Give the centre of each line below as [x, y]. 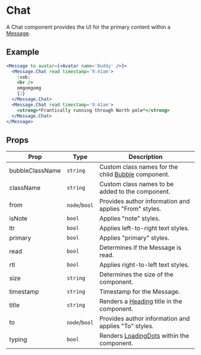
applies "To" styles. [127, 326]
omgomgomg [29, 88]
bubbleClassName [35, 171]
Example [23, 52]
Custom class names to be [137, 184]
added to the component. [135, 192]
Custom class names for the [139, 167]
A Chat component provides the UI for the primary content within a [88, 27]
